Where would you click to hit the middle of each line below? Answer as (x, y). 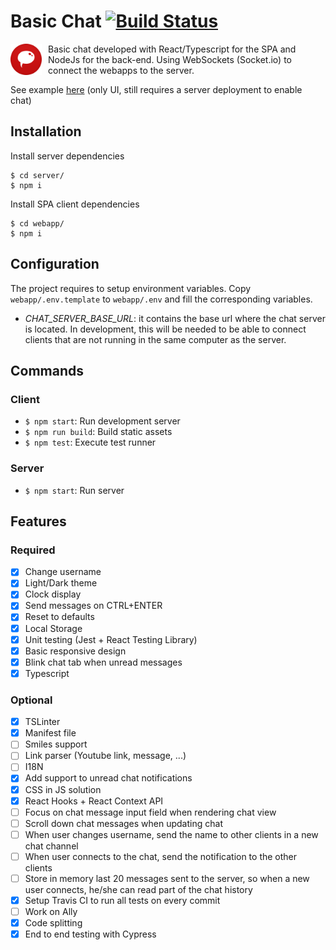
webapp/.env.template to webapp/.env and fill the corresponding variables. (161, 299)
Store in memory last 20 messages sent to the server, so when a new (167, 878)
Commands (47, 370)
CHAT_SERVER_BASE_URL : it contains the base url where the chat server (175, 318)
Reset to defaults (59, 617)
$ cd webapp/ (37, 223)
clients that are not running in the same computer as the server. (155, 339)
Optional (31, 700)
